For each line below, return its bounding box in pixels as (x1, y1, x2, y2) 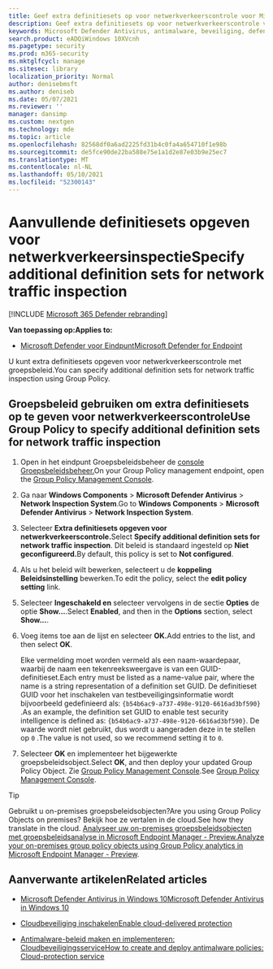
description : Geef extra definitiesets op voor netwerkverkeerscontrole (8, 20, 260, 28)
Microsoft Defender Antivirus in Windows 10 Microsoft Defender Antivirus (19, 894, 264, 904)
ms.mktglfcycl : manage (8, 58, 85, 66)
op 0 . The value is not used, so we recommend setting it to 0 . (19, 732, 224, 742)
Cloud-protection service (19, 952, 105, 962)
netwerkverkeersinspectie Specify (8, 248, 245, 267)
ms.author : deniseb (8, 87, 75, 96)
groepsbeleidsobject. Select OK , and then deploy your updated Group (19, 757, 253, 767)
